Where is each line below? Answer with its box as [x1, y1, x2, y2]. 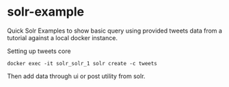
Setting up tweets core [7, 47, 71, 55]
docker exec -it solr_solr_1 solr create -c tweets [7, 60, 157, 67]
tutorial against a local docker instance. [7, 33, 118, 41]
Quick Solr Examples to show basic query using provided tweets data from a [7, 27, 222, 35]
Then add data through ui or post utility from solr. [7, 72, 146, 80]
